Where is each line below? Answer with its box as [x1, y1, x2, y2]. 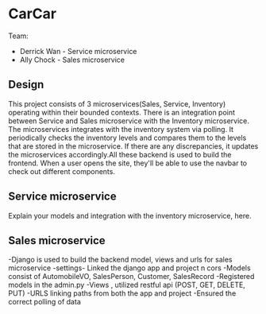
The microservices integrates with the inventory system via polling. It [8, 124, 234, 134]
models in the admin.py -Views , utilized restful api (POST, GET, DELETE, [8, 280, 246, 290]
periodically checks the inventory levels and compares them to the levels [8, 133, 247, 142]
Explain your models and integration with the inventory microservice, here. [8, 211, 252, 220]
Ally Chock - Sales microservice [19, 55, 125, 64]
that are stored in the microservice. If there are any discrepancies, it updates [8, 141, 259, 151]
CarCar [8, 5, 57, 23]
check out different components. [8, 166, 115, 176]
